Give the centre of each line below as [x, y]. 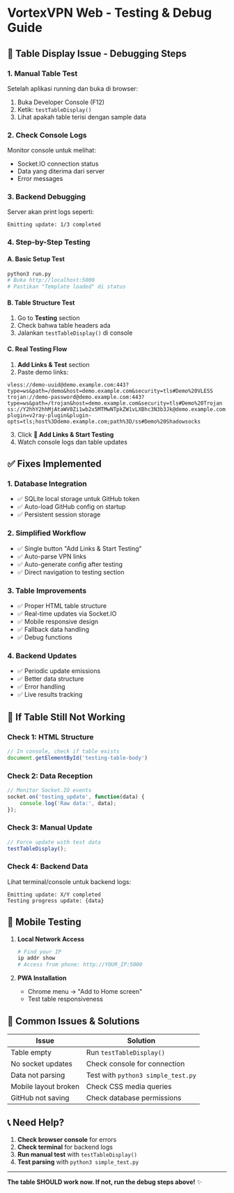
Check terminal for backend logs [65, 1147]
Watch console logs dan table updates [72, 442]
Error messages [40, 179]
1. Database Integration [47, 484]
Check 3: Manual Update [50, 827]
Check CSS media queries [129, 1087]
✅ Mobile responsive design [58, 621]
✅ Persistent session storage [59, 514]
